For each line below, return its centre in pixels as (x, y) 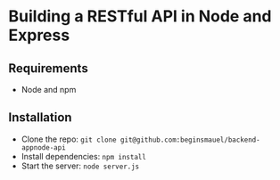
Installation (40, 118)
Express (39, 35)
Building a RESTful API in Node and (140, 16)
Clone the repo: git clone (69, 139)
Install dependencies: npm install (83, 156)
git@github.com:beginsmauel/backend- (190, 140)
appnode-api (43, 147)
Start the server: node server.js (80, 166)
